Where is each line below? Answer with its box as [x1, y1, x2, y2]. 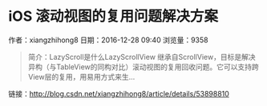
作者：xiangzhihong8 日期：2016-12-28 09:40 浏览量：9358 [8, 35, 208, 45]
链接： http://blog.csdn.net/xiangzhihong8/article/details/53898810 [8, 88, 230, 98]
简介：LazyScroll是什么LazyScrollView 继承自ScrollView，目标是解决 [27, 52, 256, 61]
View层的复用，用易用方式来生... [27, 72, 136, 81]
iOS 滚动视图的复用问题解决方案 [8, 7, 219, 26]
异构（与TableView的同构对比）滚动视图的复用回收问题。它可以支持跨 [27, 61, 259, 72]
